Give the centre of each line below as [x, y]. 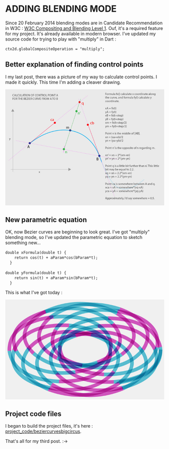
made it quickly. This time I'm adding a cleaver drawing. [63, 82]
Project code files [33, 414]
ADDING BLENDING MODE [61, 9]
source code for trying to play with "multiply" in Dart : [61, 39]
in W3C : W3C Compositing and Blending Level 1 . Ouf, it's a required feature [84, 28]
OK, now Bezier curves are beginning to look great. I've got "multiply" [77, 232]
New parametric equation [46, 219]
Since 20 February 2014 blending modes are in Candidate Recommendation [84, 23]
